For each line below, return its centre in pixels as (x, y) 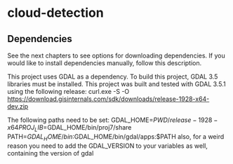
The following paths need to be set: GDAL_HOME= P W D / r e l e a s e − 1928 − (113, 120)
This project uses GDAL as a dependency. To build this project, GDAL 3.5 (113, 76)
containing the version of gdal (51, 153)
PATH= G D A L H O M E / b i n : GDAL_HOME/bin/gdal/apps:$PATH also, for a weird (116, 137)
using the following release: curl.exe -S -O (68, 91)
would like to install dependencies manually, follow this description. (105, 63)
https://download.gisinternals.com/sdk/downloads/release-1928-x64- (108, 99)
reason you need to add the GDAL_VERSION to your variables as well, (108, 146)
